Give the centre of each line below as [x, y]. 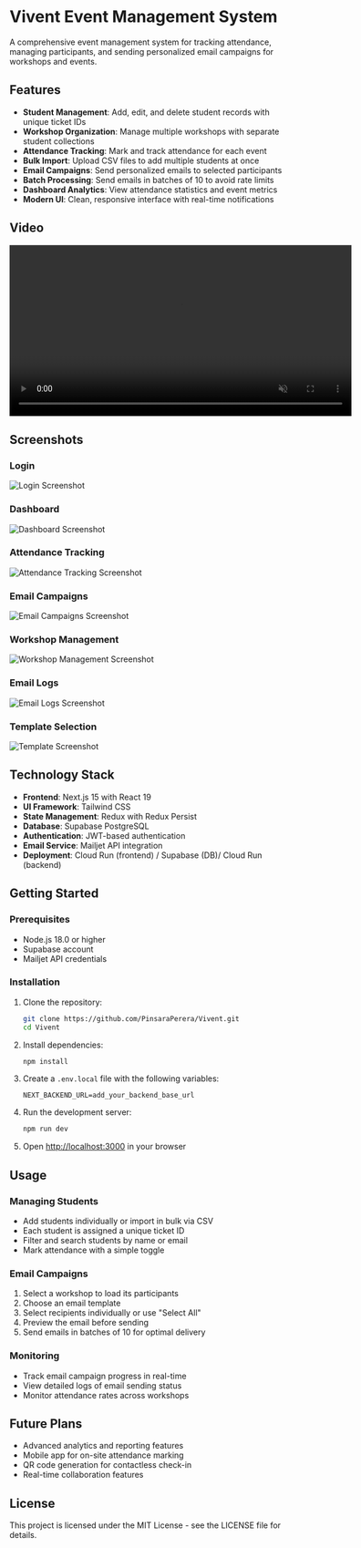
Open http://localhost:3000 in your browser [104, 1147]
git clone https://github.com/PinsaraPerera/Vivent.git [131, 1018]
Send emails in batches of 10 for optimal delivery [114, 1332]
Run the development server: [77, 1112]
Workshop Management [64, 640]
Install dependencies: [63, 1045]
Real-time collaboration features [83, 1475]
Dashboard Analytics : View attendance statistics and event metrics [150, 190]
